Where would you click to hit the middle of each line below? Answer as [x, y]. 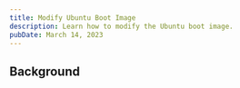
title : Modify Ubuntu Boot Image [73, 18]
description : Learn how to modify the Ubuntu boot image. [121, 26]
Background [45, 71]
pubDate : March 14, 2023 [56, 34]
